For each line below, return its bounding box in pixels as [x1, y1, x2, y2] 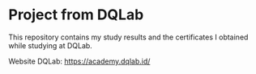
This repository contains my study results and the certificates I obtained [8, 32, 249, 42]
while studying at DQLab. [8, 40, 93, 50]
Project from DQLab [8, 6, 144, 24]
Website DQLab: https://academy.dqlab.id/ [8, 56, 151, 66]
